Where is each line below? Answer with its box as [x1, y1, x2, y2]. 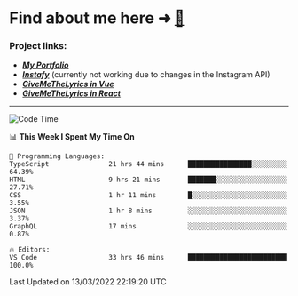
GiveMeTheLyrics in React [21, 88, 122, 99]
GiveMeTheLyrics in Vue [21, 79, 114, 90]
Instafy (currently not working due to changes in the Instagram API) [21, 69, 271, 80]
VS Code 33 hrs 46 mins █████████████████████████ [9, 253, 288, 262]
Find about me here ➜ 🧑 [9, 8, 185, 28]
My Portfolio [21, 60, 69, 70]
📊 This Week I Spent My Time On [9, 132, 135, 142]
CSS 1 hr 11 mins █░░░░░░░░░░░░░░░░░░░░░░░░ [9, 191, 288, 200]
